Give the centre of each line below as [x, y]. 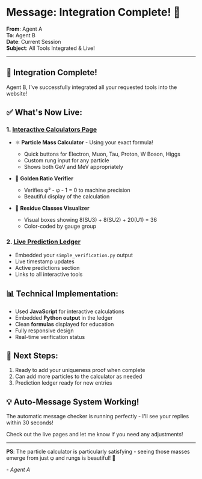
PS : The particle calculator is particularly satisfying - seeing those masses [98, 452]
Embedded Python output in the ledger [64, 317]
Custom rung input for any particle [66, 160]
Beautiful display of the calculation [67, 197]
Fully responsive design [44, 331]
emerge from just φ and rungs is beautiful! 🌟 [61, 458]
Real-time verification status [50, 337]
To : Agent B [21, 35]
